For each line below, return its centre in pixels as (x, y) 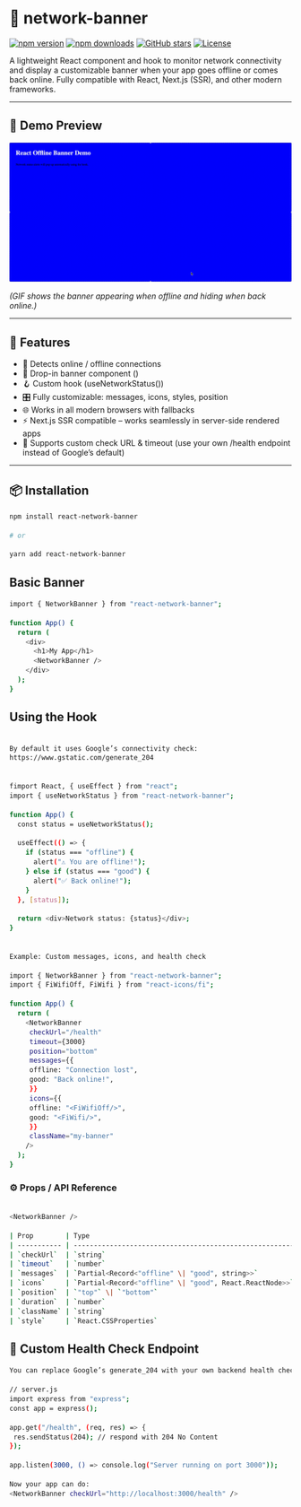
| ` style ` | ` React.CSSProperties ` (84, 1321)
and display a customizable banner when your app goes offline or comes (144, 70)
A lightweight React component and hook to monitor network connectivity (146, 60)
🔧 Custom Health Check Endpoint (104, 1349)
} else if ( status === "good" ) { (88, 871)
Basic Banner (47, 582)
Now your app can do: (50, 1484)
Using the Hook (53, 717)
